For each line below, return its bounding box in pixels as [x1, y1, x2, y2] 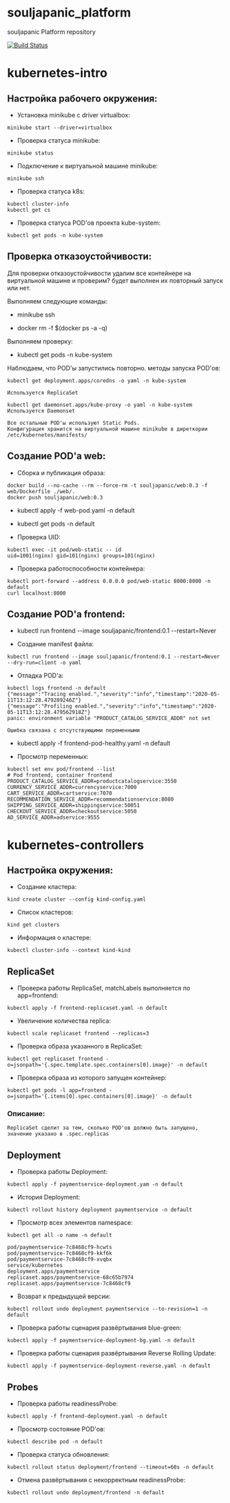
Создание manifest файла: [17, 640, 94, 648]
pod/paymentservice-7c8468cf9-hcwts [7, 1244, 112, 1251]
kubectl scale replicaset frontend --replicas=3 [7, 1030, 149, 1037]
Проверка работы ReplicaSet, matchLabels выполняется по [17, 984, 191, 993]
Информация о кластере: [17, 933, 92, 942]
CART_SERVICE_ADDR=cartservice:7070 [7, 790, 112, 797]
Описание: [7, 1109, 45, 1119]
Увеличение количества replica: [17, 1017, 112, 1025]
